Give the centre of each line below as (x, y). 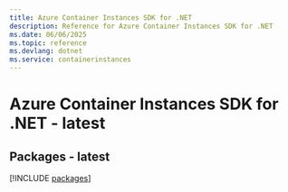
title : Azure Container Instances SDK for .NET (101, 18)
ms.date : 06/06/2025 (48, 34)
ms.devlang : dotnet (46, 51)
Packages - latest (60, 156)
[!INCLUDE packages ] (50, 178)
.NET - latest (58, 123)
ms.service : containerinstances (70, 59)
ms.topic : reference (48, 43)
